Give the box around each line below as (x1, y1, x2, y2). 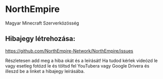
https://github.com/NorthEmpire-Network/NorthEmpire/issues (5, 47, 134, 53)
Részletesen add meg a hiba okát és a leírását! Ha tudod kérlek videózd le (5, 57, 158, 63)
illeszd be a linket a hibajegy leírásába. (5, 68, 85, 74)
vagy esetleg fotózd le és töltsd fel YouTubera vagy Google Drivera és (5, 62, 149, 68)
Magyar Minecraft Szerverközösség (5, 20, 79, 26)
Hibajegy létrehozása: (5, 34, 76, 43)
